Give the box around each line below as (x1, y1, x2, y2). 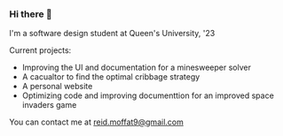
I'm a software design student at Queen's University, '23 (9, 28, 216, 39)
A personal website (21, 81, 93, 92)
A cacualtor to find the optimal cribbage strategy (21, 72, 200, 82)
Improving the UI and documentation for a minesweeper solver (21, 62, 251, 73)
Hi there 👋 (9, 8, 53, 20)
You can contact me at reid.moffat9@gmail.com (9, 117, 184, 127)
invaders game (21, 100, 77, 110)
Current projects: (9, 45, 72, 56)
